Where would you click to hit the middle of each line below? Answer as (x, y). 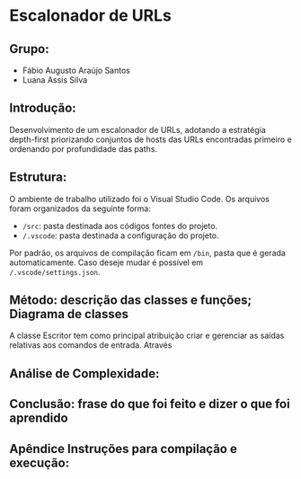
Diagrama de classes (69, 314)
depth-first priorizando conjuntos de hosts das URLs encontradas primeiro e (150, 139)
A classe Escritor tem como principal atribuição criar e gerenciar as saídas (147, 336)
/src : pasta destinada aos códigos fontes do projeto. (120, 226)
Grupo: (29, 49)
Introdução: (43, 108)
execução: (40, 462)
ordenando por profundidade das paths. (84, 148)
